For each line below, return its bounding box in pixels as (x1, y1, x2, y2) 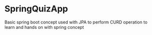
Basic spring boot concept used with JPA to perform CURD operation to (4, 19, 148, 25)
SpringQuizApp (4, 3, 68, 14)
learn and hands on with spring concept (4, 24, 84, 30)
